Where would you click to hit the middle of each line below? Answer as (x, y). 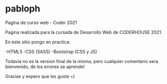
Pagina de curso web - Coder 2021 (41, 22)
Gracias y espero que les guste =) (40, 76)
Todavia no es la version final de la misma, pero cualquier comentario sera (82, 61)
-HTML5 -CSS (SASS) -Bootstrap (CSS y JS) (51, 51)
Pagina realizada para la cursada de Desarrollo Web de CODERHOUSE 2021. (84, 32)
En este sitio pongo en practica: (38, 42)
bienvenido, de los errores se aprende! (45, 66)
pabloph (23, 9)
